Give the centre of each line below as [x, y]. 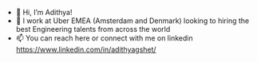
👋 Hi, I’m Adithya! [44, 12]
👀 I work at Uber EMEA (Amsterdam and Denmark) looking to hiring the [132, 21]
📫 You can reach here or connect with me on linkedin [104, 38]
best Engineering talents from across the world [93, 29]
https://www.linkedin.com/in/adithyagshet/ [86, 49]
